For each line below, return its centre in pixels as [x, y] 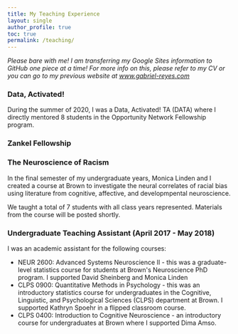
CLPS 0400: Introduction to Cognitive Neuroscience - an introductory [119, 315]
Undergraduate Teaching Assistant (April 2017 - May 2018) [111, 233]
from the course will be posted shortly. [64, 214]
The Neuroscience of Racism [58, 162]
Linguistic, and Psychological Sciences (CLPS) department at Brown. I [120, 300]
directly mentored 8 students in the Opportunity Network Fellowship [107, 118]
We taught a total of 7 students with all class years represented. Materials [115, 207]
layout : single [30, 21]
